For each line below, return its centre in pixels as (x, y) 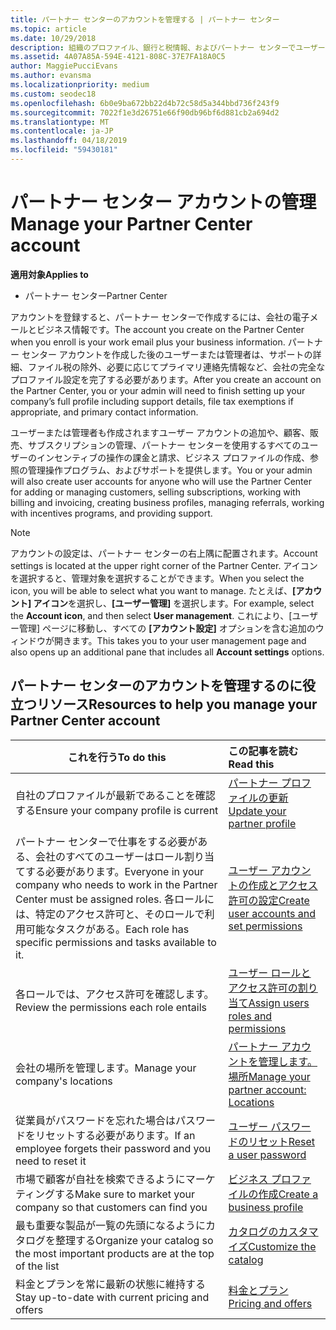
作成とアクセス (283, 885)
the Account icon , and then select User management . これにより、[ (151, 615)
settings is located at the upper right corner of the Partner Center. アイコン (164, 565)
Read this (251, 764)
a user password (267, 1154)
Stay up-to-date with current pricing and (112, 1297)
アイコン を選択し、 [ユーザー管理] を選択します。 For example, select (174, 603)
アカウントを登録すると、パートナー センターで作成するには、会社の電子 (160, 317)
